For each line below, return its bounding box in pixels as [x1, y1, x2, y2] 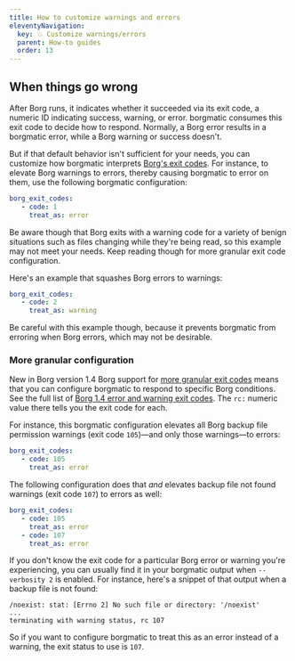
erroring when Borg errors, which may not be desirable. [9, 331, 213, 343]
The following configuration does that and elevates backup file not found [9, 479, 276, 490]
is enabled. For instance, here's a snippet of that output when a [54, 574, 287, 584]
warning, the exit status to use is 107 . [9, 641, 145, 652]
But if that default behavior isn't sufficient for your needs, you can [9, 148, 251, 159]
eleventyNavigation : [9, 21, 86, 30]
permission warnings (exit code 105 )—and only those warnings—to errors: [9, 429, 281, 440]
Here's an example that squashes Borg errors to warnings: [9, 273, 223, 283]
